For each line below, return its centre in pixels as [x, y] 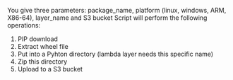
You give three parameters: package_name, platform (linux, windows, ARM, [117, 10]
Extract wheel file [43, 46]
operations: [24, 25]
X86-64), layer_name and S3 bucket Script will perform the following [107, 18]
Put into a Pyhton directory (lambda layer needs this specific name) [115, 54]
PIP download [38, 39]
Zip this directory [42, 62]
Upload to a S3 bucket [50, 69]
